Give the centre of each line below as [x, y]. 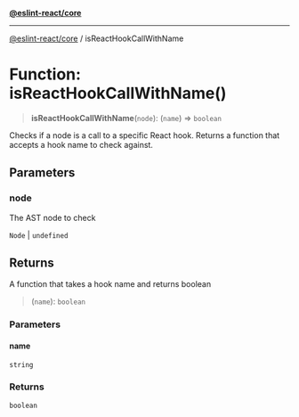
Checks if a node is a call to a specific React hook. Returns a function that [145, 135]
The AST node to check [53, 217]
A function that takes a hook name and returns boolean [110, 284]
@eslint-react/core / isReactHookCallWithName [97, 38]
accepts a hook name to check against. [81, 144]
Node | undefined [39, 234]
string [21, 364]
